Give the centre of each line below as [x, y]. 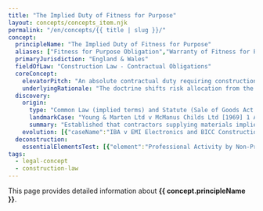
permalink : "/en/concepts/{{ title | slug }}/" [87, 30]
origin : [34, 103]
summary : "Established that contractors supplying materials [131, 125]
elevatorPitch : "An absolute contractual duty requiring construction [140, 81]
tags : [17, 154]
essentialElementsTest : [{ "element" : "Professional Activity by [128, 147]
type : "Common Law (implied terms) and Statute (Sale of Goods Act [141, 111]
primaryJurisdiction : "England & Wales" [82, 60]
